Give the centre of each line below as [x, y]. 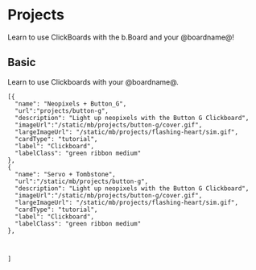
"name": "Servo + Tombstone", [65, 174]
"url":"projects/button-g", [62, 110]
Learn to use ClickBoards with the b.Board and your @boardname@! [121, 37]
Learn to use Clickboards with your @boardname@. [93, 81]
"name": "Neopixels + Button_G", [71, 104]
